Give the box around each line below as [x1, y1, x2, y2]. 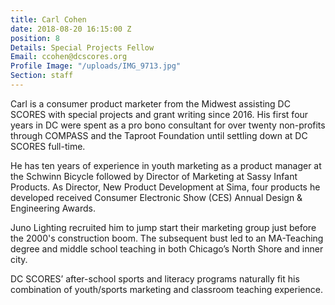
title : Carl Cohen [10, 14, 87, 25]
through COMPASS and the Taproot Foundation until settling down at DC [10, 129, 308, 141]
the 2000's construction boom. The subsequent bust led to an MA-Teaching [10, 232, 324, 244]
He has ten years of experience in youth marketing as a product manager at [10, 159, 322, 171]
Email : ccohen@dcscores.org [10, 52, 128, 62]
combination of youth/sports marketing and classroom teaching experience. [10, 283, 323, 295]
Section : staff [10, 71, 74, 81]
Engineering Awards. [10, 202, 96, 214]
